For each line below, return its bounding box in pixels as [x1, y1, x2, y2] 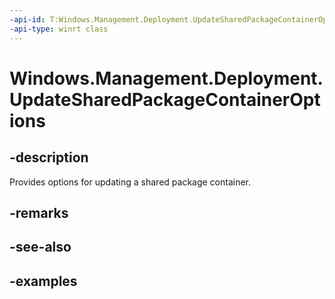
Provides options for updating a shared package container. [9, 176, 252, 188]
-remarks [9, 204, 69, 221]
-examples [9, 272, 78, 290]
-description [9, 149, 89, 166]
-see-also [9, 239, 72, 256]
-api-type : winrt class [9, 24, 109, 34]
